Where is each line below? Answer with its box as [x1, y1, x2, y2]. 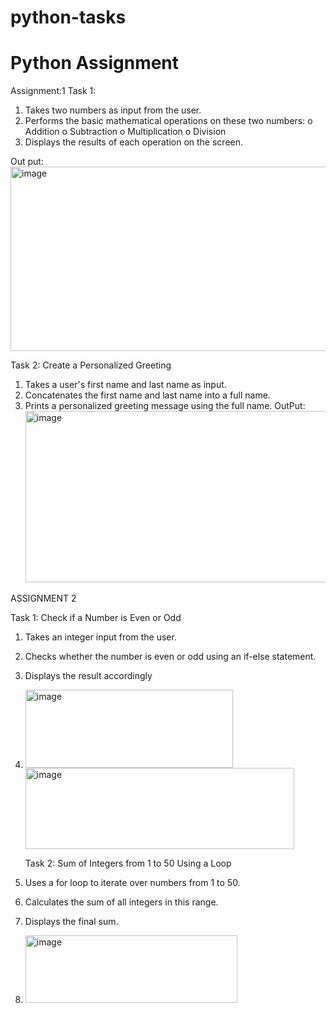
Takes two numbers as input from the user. [24, 104, 202, 116]
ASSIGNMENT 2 [10, 592, 77, 605]
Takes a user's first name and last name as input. [24, 379, 227, 391]
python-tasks [10, 6, 127, 29]
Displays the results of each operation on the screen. [24, 136, 244, 148]
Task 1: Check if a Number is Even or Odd [10, 612, 182, 624]
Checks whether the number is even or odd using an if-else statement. [24, 651, 317, 663]
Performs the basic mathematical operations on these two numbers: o [24, 115, 313, 127]
